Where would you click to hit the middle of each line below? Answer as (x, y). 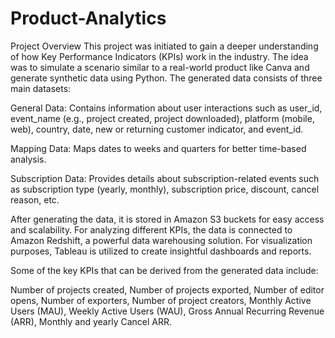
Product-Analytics (88, 18)
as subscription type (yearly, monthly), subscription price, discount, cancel (165, 189)
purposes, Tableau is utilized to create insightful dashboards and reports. (161, 251)
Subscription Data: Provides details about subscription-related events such (165, 178)
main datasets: (41, 88)
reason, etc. (35, 199)
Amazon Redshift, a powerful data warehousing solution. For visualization (161, 240)
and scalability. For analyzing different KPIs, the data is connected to (151, 229)
